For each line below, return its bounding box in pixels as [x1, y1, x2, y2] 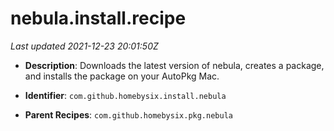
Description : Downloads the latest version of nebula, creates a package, [24, 59, 325, 71]
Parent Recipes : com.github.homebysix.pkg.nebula [24, 108, 233, 121]
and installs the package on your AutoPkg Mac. [24, 70, 220, 82]
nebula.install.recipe [10, 7, 187, 30]
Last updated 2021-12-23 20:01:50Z [10, 40, 159, 52]
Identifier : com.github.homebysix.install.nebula [24, 89, 227, 101]
